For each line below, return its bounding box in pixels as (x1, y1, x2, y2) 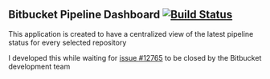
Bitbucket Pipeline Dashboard (8, 8, 161, 22)
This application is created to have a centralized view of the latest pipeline (8, 29, 254, 38)
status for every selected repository (8, 38, 127, 47)
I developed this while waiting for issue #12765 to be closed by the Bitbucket (8, 53, 262, 62)
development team (8, 61, 71, 71)
